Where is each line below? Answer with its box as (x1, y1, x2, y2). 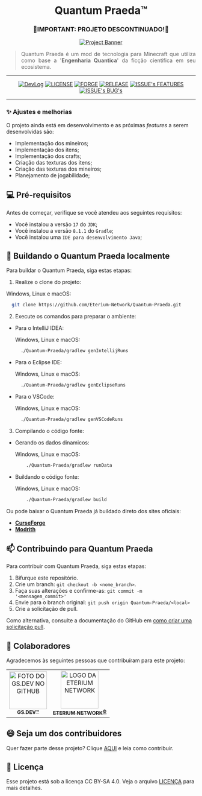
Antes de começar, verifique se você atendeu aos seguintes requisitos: (6, 209, 182, 216)
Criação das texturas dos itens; (14, 159, 93, 166)
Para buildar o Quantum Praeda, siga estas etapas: (6, 267, 132, 274)
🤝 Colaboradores (6, 640, 71, 651)
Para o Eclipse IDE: (14, 359, 62, 366)
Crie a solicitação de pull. (14, 605, 78, 613)
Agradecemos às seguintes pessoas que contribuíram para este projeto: (6, 657, 185, 664)
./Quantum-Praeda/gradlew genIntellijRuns (20, 348, 129, 354)
